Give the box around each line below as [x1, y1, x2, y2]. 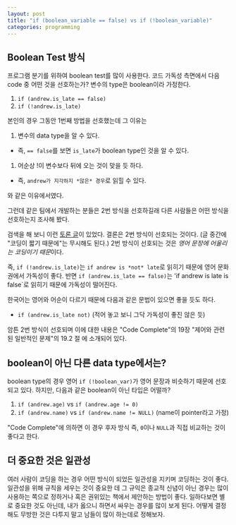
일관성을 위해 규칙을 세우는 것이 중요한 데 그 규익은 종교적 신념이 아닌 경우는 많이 [7, 483, 229, 492]
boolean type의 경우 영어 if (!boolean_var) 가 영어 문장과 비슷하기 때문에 [7, 377, 213, 385]
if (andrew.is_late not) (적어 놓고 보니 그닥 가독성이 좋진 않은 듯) [17, 310, 206, 319]
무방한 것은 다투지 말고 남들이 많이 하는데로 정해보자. [20, 509, 166, 519]
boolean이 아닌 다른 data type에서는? [7, 357, 167, 369]
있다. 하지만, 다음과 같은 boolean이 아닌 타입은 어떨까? [20, 386, 171, 394]
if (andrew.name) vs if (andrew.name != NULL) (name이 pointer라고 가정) [17, 409, 229, 416]
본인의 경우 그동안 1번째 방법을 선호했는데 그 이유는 [7, 116, 147, 125]
